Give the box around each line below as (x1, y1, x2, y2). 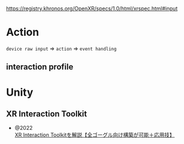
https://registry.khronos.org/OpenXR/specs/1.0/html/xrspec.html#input (6, 5, 178, 12)
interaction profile (6, 62, 73, 72)
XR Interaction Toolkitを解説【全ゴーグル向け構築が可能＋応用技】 (14, 132, 175, 139)
